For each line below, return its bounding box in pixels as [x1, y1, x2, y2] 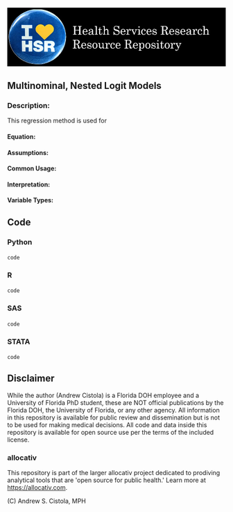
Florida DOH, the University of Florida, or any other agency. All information [7, 406, 220, 414]
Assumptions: [7, 148, 49, 157]
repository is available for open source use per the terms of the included [7, 428, 214, 436]
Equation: [7, 133, 36, 141]
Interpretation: [7, 180, 51, 189]
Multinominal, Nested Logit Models [7, 80, 162, 92]
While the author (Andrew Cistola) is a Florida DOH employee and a [7, 391, 200, 399]
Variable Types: [7, 196, 54, 205]
